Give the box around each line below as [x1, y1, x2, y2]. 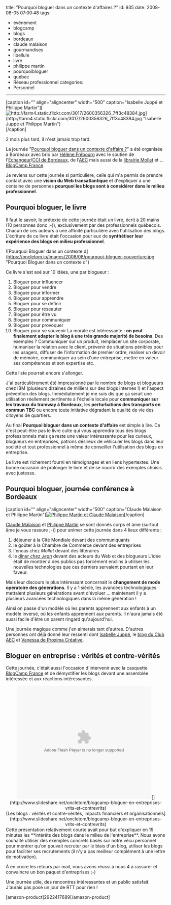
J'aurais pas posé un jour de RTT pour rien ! [6, 884, 98, 891]
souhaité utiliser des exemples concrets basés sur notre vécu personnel [6, 838, 156, 844]
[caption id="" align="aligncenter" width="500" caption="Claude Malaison [6, 506, 162, 512]
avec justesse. [6, 470, 36, 476]
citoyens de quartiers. [6, 412, 52, 418]
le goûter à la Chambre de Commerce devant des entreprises [13, 542, 142, 548]
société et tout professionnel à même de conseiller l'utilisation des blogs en [6, 443, 163, 450]
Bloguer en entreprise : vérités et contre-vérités [6, 652, 160, 660]
